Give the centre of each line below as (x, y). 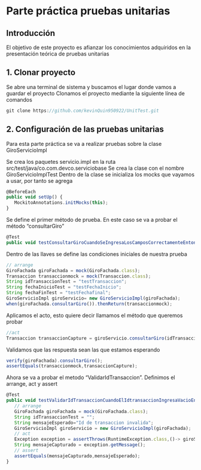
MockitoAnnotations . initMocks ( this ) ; (61, 203)
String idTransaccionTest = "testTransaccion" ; (67, 282)
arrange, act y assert (32, 384)
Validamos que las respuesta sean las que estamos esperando (83, 350)
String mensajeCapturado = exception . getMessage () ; (80, 445)
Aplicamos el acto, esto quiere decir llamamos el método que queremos (95, 315)
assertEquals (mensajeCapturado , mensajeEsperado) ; (77, 456)
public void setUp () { (34, 197)
